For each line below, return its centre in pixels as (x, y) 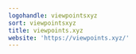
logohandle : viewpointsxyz (53, 15)
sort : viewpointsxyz (43, 23)
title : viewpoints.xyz (46, 30)
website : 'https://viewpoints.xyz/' (69, 38)
